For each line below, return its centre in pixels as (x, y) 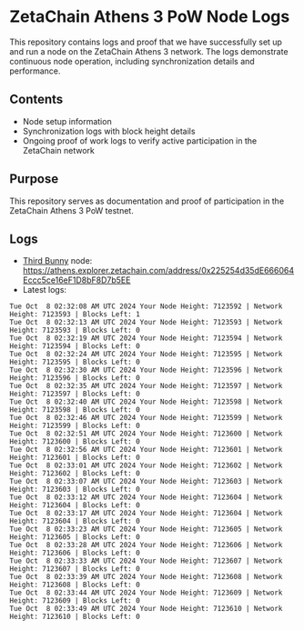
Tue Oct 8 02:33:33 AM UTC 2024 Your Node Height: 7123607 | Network (146, 561)
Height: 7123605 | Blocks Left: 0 (75, 537)
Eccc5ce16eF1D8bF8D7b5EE (76, 280)
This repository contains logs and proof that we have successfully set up (146, 42)
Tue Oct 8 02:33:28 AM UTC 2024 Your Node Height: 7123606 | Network (146, 545)
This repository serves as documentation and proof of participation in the (147, 201)
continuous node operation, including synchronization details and (132, 61)
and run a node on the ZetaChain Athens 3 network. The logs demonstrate (149, 51)
